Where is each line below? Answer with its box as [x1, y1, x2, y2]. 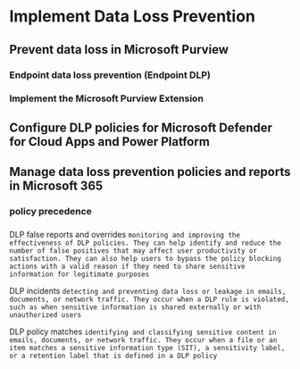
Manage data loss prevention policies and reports [9, 164, 291, 180]
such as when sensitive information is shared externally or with [9, 303, 262, 312]
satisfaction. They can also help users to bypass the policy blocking [9, 255, 281, 264]
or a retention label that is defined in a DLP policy [9, 351, 218, 361]
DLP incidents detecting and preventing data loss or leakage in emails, [9, 286, 287, 297]
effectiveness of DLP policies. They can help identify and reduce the [9, 239, 281, 247]
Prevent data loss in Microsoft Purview [9, 42, 229, 57]
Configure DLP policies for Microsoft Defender [9, 120, 273, 135]
